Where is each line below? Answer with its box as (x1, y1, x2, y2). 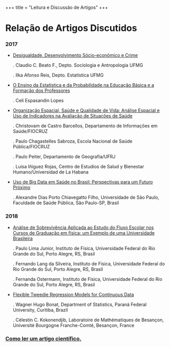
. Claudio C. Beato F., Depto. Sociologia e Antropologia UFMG (12, 62, 143, 68)
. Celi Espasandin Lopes (12, 98, 64, 104)
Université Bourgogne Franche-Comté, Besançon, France (12, 322, 135, 328)
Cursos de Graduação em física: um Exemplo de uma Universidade (12, 229, 155, 236)
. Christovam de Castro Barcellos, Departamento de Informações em (12, 123, 158, 129)
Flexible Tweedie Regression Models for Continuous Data (12, 291, 135, 297)
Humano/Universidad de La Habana (12, 169, 89, 175)
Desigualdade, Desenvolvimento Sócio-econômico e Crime (12, 52, 138, 59)
